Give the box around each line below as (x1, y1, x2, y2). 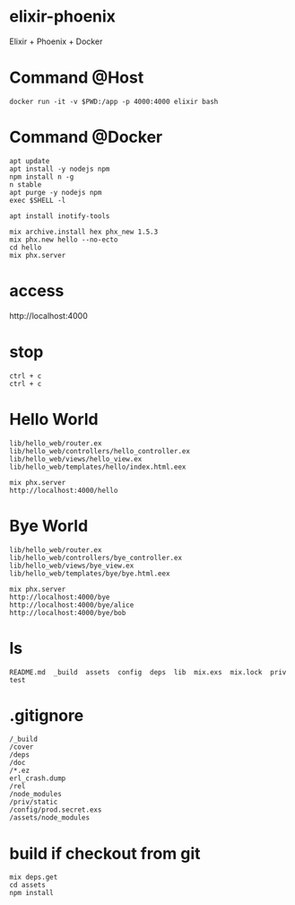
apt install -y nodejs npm (9, 164, 110, 173)
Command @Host (9, 67, 144, 88)
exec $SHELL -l (9, 196, 66, 205)
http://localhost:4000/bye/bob (9, 608, 126, 617)
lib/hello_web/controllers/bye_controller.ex (9, 553, 182, 562)
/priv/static (9, 797, 58, 807)
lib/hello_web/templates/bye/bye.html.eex (9, 568, 170, 578)
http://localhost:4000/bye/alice (9, 600, 134, 610)
